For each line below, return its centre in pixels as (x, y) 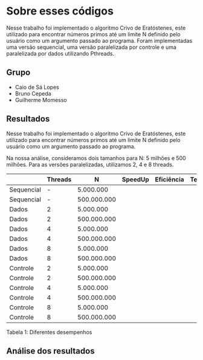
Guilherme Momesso (41, 100)
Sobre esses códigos (60, 11)
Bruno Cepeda (33, 93)
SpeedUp (135, 179)
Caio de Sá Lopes (37, 87)
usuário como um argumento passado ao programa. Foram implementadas (99, 40)
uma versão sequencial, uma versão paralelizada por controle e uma (92, 47)
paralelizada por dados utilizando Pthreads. (60, 53)
